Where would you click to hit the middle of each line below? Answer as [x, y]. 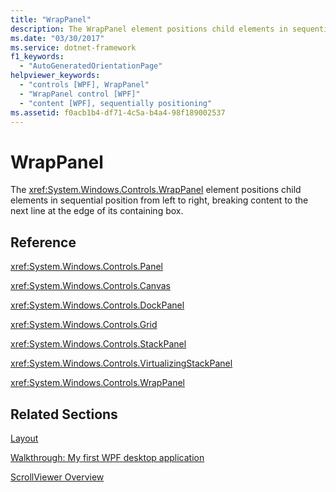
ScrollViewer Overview [57, 477]
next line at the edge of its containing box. [97, 211]
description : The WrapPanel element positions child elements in [149, 29]
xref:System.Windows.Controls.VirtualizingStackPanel [121, 363]
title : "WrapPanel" [51, 19]
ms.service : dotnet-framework [73, 47]
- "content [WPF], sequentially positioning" [116, 103]
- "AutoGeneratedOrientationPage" [91, 66]
